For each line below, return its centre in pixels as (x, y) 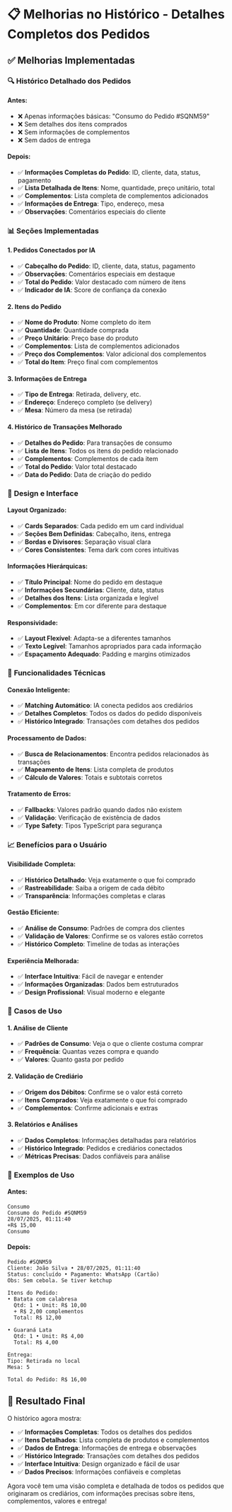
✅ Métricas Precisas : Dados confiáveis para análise (94, 1156)
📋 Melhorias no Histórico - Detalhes (116, 14)
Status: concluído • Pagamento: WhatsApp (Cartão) (83, 1274)
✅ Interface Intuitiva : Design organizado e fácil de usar (99, 1464)
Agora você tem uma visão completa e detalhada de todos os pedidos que (116, 1486)
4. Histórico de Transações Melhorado (65, 427)
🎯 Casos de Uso (35, 1011)
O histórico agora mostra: (45, 1418)
